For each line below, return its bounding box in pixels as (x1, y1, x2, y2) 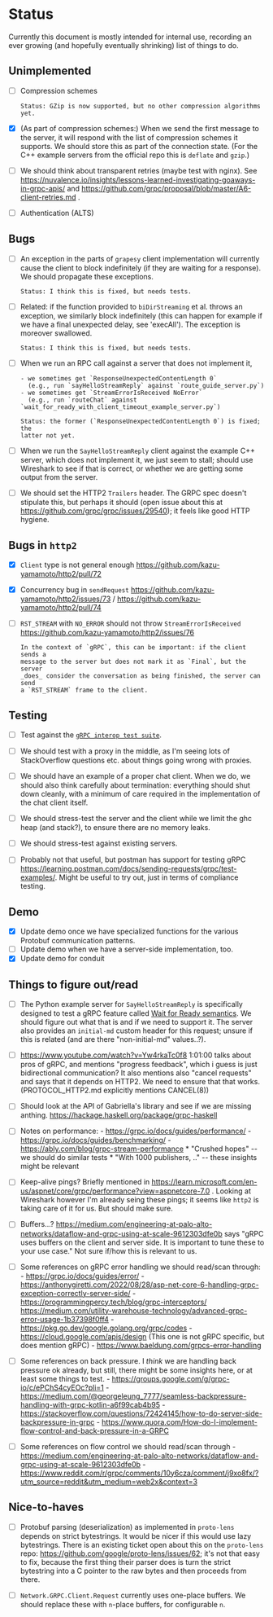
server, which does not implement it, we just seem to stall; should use (19, 455, 253, 465)
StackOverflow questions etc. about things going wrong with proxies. (19, 755, 252, 766)
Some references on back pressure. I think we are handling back (19, 1356, 237, 1365)
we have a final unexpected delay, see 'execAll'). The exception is (19, 319, 241, 329)
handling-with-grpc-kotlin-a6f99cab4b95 (19, 1399, 161, 1409)
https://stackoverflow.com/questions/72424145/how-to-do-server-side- (19, 1408, 262, 1418)
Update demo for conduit (19, 954, 105, 964)
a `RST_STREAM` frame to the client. (19, 686, 149, 695)
